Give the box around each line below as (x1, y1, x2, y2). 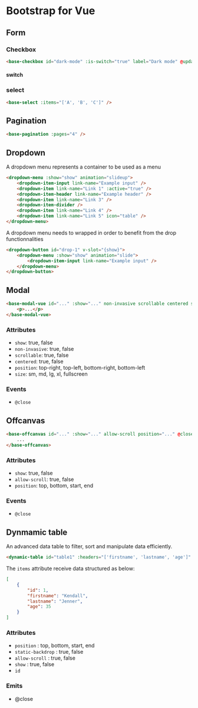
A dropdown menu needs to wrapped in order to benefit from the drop (6, 229, 177, 236)
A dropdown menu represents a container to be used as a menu (6, 163, 161, 170)
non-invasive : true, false (14, 345, 74, 352)
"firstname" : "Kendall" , (27, 592, 88, 599)
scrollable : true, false (14, 352, 69, 358)
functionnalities (6, 235, 44, 242)
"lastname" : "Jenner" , (27, 598, 83, 604)
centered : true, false (14, 358, 64, 365)
